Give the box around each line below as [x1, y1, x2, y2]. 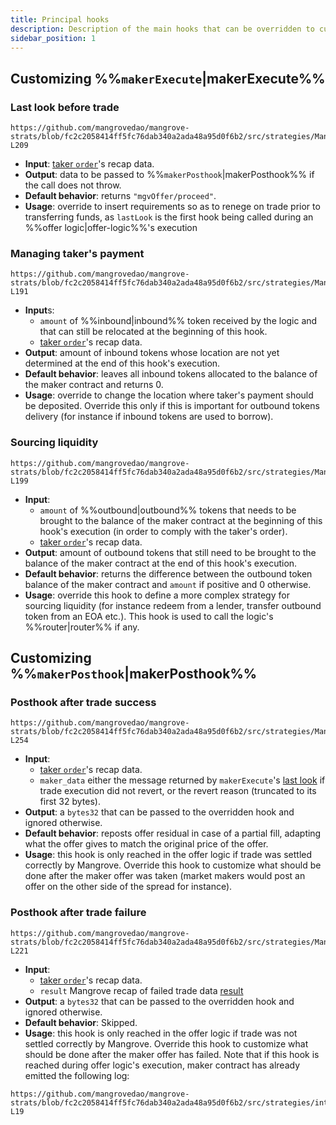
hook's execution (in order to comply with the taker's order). [39, 525, 288, 537]
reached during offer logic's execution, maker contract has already [24, 1059, 301, 1071]
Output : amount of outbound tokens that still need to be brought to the [24, 546, 317, 558]
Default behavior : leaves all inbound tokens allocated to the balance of [24, 368, 318, 380]
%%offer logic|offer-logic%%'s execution [24, 222, 198, 234]
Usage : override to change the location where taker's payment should [24, 389, 314, 401]
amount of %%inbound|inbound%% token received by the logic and [39, 315, 318, 327]
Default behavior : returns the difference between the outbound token [24, 567, 313, 580]
